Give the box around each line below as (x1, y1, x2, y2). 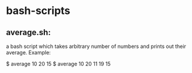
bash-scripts (6, 4, 71, 18)
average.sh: (6, 27, 51, 37)
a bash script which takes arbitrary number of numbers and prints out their (6, 43, 186, 50)
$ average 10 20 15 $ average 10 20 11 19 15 (6, 60, 111, 67)
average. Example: (6, 49, 51, 56)
